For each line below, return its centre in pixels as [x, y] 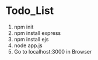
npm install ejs [31, 39]
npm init [24, 27]
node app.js [28, 45]
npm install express [37, 33]
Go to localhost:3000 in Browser [53, 51]
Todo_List [30, 11]
